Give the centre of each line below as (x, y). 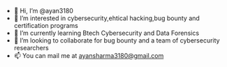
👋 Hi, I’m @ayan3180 (43, 11)
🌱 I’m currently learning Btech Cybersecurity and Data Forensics (107, 33)
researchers (31, 48)
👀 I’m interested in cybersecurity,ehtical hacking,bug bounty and (107, 18)
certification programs (46, 25)
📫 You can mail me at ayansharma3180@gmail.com (89, 55)
